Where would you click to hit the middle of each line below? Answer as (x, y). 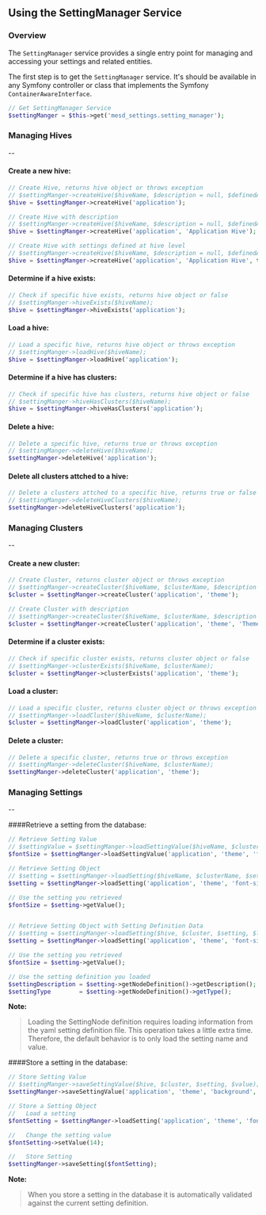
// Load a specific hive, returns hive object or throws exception (122, 345)
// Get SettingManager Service (60, 108)
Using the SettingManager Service (95, 13)
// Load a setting (42, 1113)
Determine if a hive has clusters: (63, 377)
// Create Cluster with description (68, 609)
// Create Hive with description (63, 217)
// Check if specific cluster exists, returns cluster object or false (129, 658)
